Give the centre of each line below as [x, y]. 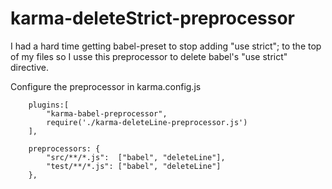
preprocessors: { [64, 148]
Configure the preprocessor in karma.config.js [106, 86]
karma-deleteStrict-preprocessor [153, 18]
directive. [29, 67]
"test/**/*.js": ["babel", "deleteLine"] [134, 166]
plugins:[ [49, 105]
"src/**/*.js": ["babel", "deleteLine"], [136, 157]
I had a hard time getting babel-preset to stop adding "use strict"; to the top [166, 46]
